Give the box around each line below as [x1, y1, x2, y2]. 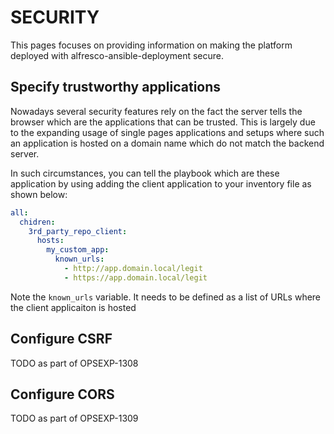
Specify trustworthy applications [10, 79, 222, 96]
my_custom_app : [46, 245, 110, 255]
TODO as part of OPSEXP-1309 [10, 412, 139, 425]
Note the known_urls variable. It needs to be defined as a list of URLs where [10, 291, 322, 303]
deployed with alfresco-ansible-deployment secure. [10, 49, 225, 61]
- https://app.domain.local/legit [63, 272, 208, 283]
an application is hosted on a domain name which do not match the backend [10, 137, 325, 149]
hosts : [36, 236, 65, 246]
